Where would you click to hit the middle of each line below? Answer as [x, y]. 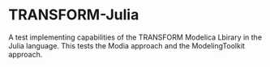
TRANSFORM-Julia [74, 15]
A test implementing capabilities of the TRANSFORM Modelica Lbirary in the [135, 37]
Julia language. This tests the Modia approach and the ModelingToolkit [127, 45]
